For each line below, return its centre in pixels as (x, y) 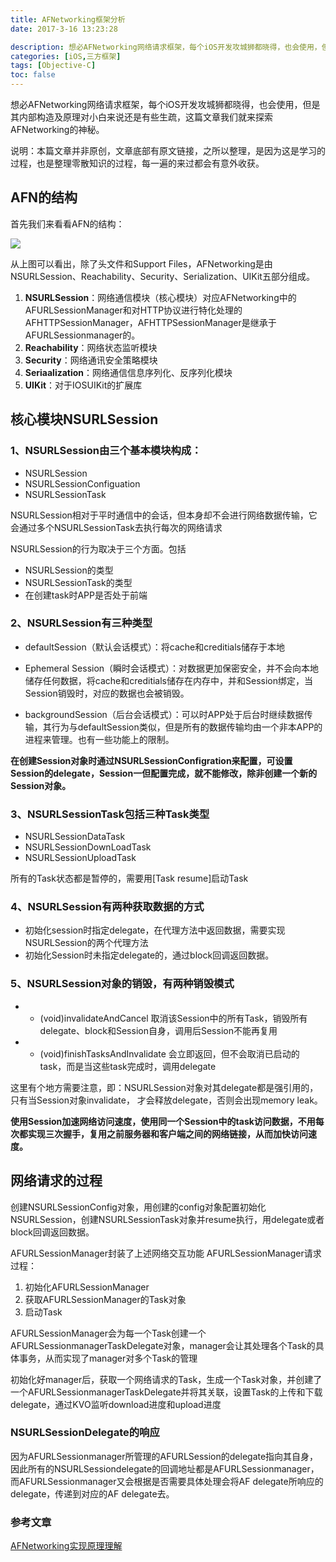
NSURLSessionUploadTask (80, 858)
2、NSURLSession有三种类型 (81, 623)
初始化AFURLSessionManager (87, 1287)
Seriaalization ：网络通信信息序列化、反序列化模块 (128, 372)
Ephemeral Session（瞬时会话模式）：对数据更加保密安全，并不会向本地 (172, 668)
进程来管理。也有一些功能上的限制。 (99, 739)
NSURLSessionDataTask (75, 837)
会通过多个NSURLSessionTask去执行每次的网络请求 (116, 527)
